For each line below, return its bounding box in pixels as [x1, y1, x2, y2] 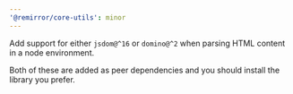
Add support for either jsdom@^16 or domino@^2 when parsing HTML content [9, 38, 286, 48]
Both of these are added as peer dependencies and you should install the [9, 64, 280, 75]
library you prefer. [9, 73, 76, 85]
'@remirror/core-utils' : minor [9, 13, 126, 22]
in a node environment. [9, 47, 95, 58]
